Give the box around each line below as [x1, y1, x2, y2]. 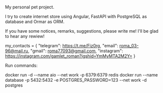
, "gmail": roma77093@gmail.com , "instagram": [28, 48, 123, 54]
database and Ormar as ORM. [5, 19, 65, 24]
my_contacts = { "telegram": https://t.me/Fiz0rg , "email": [5, 43, 118, 48]
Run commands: [5, 63, 38, 68]
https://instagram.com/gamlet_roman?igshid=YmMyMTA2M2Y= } [5, 53, 136, 59]
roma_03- [119, 43, 139, 48]
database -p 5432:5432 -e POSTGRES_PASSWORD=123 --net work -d [5, 77, 147, 83]
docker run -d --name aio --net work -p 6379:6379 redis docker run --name [5, 72, 158, 77]
